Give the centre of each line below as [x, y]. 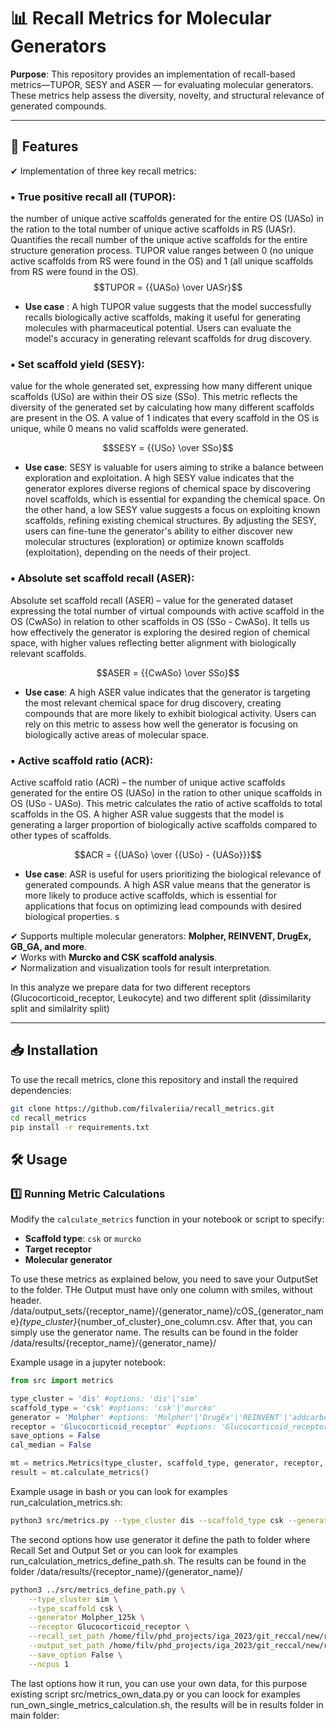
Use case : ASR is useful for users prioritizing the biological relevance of [173, 874]
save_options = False [55, 1436]
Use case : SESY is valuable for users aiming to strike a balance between [174, 467]
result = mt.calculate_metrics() [80, 1473]
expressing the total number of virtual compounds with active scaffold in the [167, 611]
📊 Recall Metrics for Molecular [141, 18]
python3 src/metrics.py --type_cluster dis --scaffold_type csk [147, 1520]
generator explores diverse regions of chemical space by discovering [168, 489]
